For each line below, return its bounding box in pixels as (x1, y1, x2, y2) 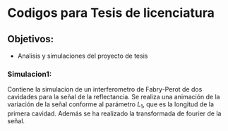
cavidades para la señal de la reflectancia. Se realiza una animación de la (7, 93, 220, 101)
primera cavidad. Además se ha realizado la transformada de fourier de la (7, 109, 222, 118)
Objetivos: (7, 33, 54, 45)
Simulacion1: (7, 69, 52, 79)
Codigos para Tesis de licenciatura (7, 5, 215, 21)
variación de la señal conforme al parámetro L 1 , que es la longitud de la (7, 100, 214, 111)
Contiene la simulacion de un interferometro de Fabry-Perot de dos (7, 85, 203, 94)
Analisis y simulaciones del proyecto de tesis (17, 51, 148, 60)
